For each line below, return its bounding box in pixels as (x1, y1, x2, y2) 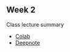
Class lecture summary (6, 21, 65, 28)
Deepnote (15, 39, 41, 46)
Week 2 (6, 5, 36, 15)
